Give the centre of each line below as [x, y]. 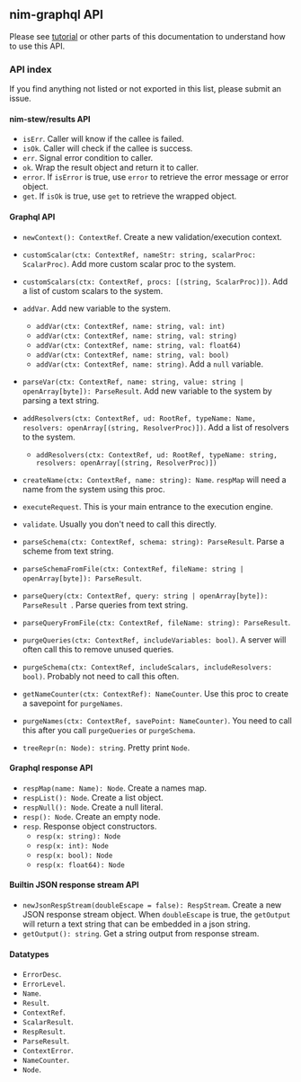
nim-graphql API [56, 15]
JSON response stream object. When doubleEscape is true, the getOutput [156, 914]
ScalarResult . [48, 1022]
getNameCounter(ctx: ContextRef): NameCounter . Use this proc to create [155, 693]
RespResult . [44, 1032]
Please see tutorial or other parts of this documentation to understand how [147, 36]
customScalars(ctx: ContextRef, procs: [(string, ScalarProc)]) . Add [155, 281]
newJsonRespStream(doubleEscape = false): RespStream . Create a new [152, 905]
